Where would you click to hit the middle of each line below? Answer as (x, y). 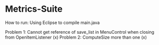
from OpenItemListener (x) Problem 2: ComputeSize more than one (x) (76, 37)
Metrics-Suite (34, 9)
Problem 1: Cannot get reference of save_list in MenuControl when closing (80, 32)
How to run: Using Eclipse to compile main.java (53, 22)
